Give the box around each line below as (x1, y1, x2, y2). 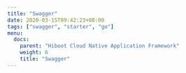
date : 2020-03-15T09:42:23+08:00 (7, 17, 105, 24)
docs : (13, 36, 30, 43)
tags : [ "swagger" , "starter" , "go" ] (7, 23, 114, 30)
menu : (7, 29, 23, 37)
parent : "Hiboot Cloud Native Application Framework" (20, 42, 180, 49)
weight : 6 (20, 49, 49, 56)
